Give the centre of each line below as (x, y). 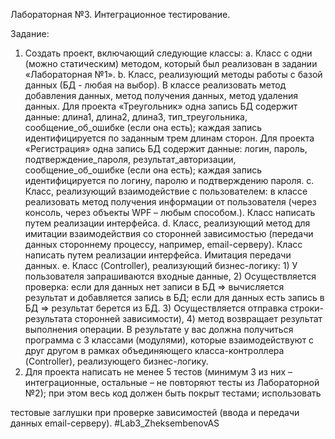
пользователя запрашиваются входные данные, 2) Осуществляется (170, 276)
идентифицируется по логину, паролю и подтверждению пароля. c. (169, 180)
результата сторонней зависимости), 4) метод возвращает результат (173, 318)
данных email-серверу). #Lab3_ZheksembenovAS (115, 423)
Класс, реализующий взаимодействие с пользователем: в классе (166, 191)
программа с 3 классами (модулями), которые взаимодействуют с (169, 340)
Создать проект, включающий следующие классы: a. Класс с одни (168, 53)
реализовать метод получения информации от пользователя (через (170, 202)
